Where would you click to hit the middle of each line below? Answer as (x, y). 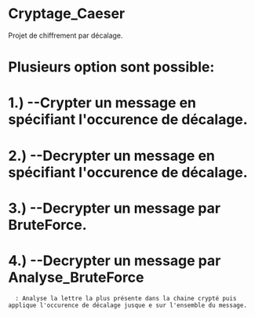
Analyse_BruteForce (76, 277)
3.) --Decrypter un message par (115, 208)
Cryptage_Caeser (67, 14)
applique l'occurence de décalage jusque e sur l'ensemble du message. (127, 305)
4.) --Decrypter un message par (115, 261)
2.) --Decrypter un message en (112, 156)
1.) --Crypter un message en (102, 103)
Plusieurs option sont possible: (111, 67)
